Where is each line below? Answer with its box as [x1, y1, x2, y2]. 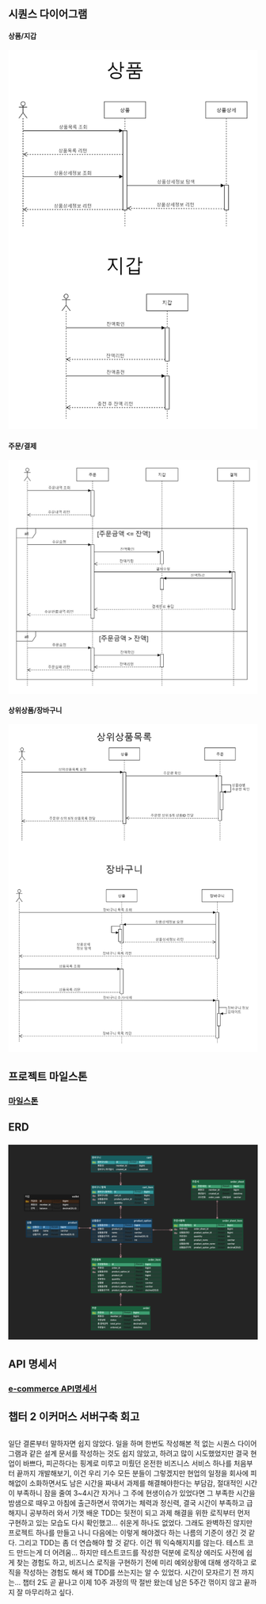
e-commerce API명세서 [8, 1383, 97, 1395]
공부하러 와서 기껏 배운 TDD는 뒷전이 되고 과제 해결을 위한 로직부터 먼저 [28, 1508, 251, 1518]
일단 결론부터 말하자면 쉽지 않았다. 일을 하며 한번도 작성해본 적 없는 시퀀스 [8, 1438, 236, 1448]
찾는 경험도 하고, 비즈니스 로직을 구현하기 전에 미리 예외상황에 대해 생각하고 [16, 1557, 249, 1567]
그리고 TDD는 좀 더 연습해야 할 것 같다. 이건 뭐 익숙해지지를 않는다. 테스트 [18, 1537, 245, 1547]
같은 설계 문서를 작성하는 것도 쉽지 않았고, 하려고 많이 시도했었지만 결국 [28, 1449, 249, 1458]
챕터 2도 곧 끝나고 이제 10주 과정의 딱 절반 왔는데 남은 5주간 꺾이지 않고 [22, 1577, 243, 1587]
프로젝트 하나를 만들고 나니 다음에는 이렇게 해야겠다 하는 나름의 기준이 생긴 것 [8, 1528, 247, 1537]
